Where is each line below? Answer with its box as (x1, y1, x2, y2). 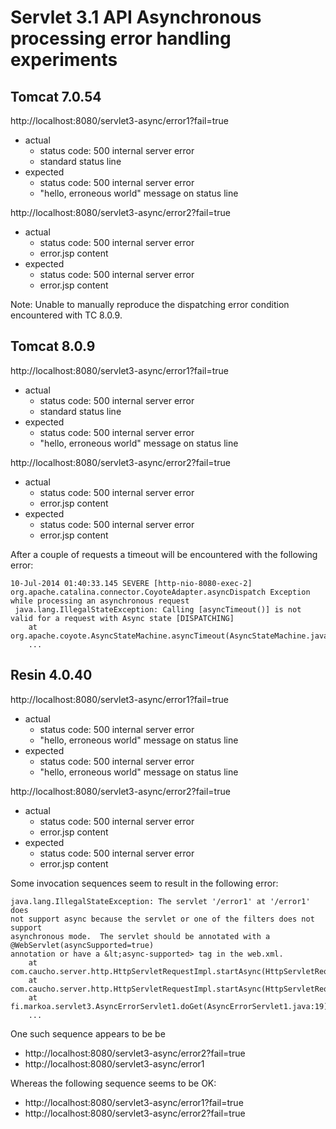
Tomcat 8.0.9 (10, 338, 96, 355)
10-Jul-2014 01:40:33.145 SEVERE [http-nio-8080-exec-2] (10, 578, 253, 588)
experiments (10, 49, 118, 71)
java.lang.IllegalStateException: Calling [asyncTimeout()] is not (14, 604, 302, 615)
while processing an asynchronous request (10, 596, 190, 606)
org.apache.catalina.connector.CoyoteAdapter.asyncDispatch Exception (10, 587, 311, 597)
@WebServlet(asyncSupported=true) (10, 940, 155, 950)
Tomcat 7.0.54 (10, 88, 102, 105)
